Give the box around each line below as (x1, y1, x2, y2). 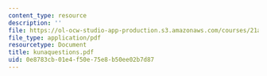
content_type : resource (8, 11, 87, 20)
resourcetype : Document (8, 41, 87, 49)
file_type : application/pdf (8, 33, 102, 42)
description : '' (8, 19, 62, 27)
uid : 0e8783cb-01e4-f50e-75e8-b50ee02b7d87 (8, 56, 155, 64)
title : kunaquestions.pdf (8, 48, 94, 56)
